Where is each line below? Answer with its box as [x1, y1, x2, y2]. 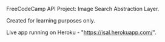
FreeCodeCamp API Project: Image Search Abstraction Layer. [6, 5, 160, 12]
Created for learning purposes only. [6, 17, 96, 24]
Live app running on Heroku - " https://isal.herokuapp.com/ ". [6, 29, 157, 36]
